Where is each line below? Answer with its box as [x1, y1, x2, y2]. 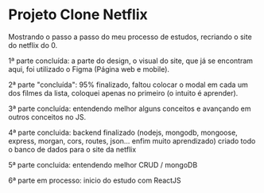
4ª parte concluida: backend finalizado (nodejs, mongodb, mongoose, [8, 128, 239, 137]
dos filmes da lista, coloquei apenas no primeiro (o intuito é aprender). [8, 88, 239, 97]
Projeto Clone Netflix [8, 6, 149, 24]
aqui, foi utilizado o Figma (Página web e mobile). [8, 64, 169, 73]
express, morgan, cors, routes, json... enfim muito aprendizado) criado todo [8, 136, 256, 145]
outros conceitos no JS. [8, 112, 87, 121]
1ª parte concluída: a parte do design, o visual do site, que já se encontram [8, 56, 253, 65]
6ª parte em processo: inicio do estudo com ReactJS [8, 175, 181, 185]
